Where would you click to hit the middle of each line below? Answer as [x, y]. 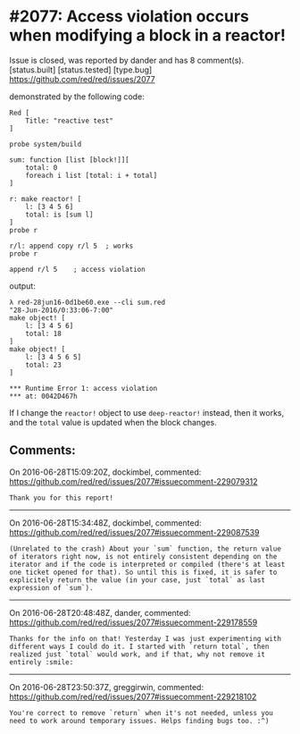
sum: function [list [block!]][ [69, 160]
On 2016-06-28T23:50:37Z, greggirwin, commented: [106, 687]
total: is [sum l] [59, 215]
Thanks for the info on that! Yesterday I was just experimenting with [145, 638]
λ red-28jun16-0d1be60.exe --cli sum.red [87, 302]
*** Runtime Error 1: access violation [83, 388]
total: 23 [44, 365]
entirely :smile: [42, 662]
